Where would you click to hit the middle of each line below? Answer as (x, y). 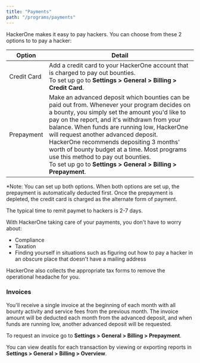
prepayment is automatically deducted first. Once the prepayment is (90, 193)
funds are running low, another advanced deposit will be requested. (89, 324)
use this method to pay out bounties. (100, 157)
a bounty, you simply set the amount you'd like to (118, 112)
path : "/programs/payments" (41, 17)
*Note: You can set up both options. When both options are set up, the (93, 186)
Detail (120, 55)
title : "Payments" (29, 12)
